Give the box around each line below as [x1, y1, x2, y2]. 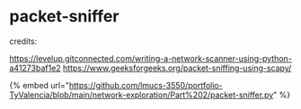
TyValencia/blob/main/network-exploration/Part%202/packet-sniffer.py [9, 89, 274, 100]
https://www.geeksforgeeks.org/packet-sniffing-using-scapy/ [62, 63, 292, 73]
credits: [9, 36, 38, 46]
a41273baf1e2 [9, 63, 61, 73]
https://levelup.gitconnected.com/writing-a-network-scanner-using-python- [9, 53, 292, 63]
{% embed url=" [9, 80, 70, 90]
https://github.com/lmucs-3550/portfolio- [68, 80, 223, 90]
